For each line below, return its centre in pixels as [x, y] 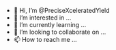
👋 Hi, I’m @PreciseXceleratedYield [62, 10]
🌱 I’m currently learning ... [50, 25]
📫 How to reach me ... [45, 40]
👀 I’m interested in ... [42, 18]
